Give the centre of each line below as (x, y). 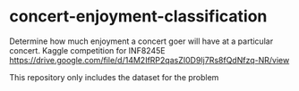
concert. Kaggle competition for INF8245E (87, 50)
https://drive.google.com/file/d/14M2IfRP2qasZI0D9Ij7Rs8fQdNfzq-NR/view (149, 60)
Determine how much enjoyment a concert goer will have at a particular (141, 41)
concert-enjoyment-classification (138, 17)
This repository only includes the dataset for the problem (114, 77)
